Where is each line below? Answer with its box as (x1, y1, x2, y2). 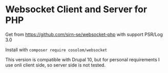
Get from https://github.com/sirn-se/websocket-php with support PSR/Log (5, 31, 163, 37)
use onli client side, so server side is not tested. (5, 62, 106, 68)
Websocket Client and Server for (5, 4, 148, 15)
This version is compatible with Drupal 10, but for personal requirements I (5, 56, 160, 62)
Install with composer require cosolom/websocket (5, 46, 108, 53)
